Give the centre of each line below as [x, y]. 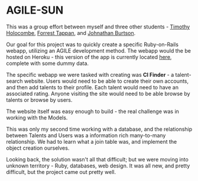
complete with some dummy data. [48, 63]
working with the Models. [37, 117]
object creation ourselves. [38, 148]
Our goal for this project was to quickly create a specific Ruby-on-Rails [92, 44]
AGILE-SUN [35, 10]
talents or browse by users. [39, 100]
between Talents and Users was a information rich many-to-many [86, 135]
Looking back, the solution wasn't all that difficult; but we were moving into [98, 159]
